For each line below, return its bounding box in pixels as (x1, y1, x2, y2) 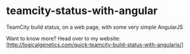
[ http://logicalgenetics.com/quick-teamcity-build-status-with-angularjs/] (6, 41, 184, 48)
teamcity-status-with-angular (6, 4, 158, 18)
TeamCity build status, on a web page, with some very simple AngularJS (6, 23, 183, 31)
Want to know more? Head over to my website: (6, 35, 121, 42)
